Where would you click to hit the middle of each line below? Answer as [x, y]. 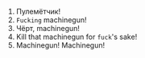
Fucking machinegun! [51, 20]
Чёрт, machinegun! [48, 28]
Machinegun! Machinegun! [60, 45]
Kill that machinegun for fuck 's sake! [77, 37]
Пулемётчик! [38, 12]
